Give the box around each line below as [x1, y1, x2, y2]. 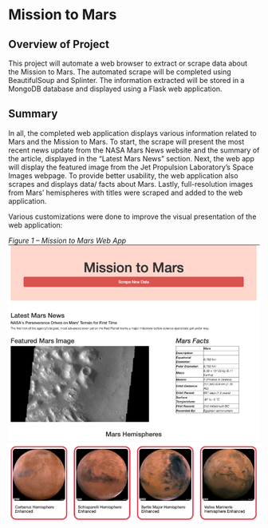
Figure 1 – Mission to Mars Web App [8, 236, 127, 245]
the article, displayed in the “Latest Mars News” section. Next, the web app [8, 153, 255, 163]
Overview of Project [8, 38, 110, 51]
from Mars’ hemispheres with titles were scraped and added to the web [8, 188, 243, 197]
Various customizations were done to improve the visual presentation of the [8, 212, 257, 221]
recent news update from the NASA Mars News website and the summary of [8, 145, 260, 155]
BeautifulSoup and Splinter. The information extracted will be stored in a [8, 76, 245, 85]
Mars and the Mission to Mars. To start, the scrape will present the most [8, 137, 245, 146]
